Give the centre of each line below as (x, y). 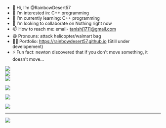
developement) (28, 46)
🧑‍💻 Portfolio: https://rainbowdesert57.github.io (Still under (71, 41)
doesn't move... (28, 59)
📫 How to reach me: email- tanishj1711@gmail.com (64, 29)
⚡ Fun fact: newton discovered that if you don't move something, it (80, 52)
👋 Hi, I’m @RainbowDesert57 (41, 8)
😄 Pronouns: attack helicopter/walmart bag (57, 36)
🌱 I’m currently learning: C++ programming (56, 18)
